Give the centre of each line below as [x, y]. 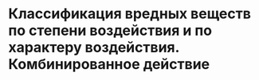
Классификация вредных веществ [129, 14]
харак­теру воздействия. [94, 48]
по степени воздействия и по [110, 30]
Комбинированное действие [109, 65]
